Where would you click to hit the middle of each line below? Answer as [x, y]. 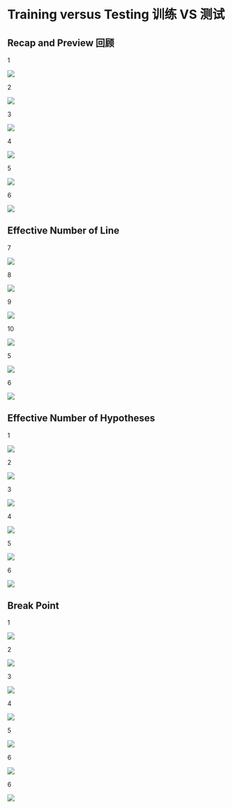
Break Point [33, 606]
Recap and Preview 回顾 [61, 43]
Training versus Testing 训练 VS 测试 [116, 15]
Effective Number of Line [63, 231]
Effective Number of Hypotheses [81, 418]
